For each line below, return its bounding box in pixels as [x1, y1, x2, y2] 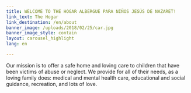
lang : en [6, 41, 27, 47]
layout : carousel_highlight [6, 35, 75, 41]
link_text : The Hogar [6, 14, 59, 20]
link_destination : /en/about [6, 19, 77, 25]
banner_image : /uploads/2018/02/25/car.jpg [6, 24, 114, 31]
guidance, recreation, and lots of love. [6, 80, 98, 87]
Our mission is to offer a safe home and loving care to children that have [6, 62, 180, 69]
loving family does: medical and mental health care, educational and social [6, 74, 186, 81]
